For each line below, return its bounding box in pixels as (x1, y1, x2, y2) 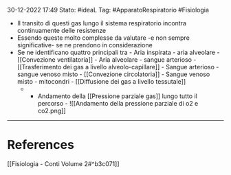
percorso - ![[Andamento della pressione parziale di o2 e (37, 100, 199, 107)
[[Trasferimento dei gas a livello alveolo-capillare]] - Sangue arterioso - (16, 63, 219, 71)
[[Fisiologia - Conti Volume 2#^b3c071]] (7, 159, 120, 167)
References (7, 137, 74, 153)
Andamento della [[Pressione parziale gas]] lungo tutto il (37, 92, 197, 100)
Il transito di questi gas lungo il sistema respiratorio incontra (16, 19, 187, 27)
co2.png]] (37, 106, 66, 115)
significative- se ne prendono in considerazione (16, 41, 153, 49)
